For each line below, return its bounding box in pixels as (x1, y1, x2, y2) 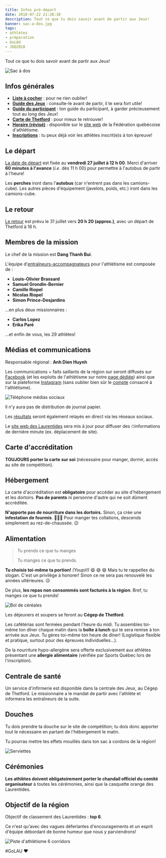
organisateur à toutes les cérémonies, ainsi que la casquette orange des (5, 781, 154, 787)
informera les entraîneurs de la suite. (5, 696, 80, 702)
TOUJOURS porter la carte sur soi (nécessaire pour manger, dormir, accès (5, 456, 159, 462)
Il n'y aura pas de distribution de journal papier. (5, 404, 102, 410)
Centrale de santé (5, 672, 61, 680)
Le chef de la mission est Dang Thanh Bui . (5, 251, 92, 257)
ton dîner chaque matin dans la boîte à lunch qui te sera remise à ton (19, 627, 160, 633)
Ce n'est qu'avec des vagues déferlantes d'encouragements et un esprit (5, 824, 153, 830)
